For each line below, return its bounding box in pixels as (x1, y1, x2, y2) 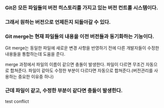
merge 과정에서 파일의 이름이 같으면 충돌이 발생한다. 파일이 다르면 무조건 (5, 62, 145, 67)
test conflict (5, 99, 29, 105)
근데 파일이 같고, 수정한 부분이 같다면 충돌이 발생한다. (5, 87, 123, 94)
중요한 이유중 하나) (18, 74, 54, 80)
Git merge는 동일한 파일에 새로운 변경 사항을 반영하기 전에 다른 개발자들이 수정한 (5, 45, 160, 51)
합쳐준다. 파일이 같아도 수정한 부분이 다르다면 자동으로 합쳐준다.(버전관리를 (10, 67, 153, 74)
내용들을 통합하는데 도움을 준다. (5, 51, 66, 57)
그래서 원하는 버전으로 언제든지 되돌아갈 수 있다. (5, 19, 111, 25)
